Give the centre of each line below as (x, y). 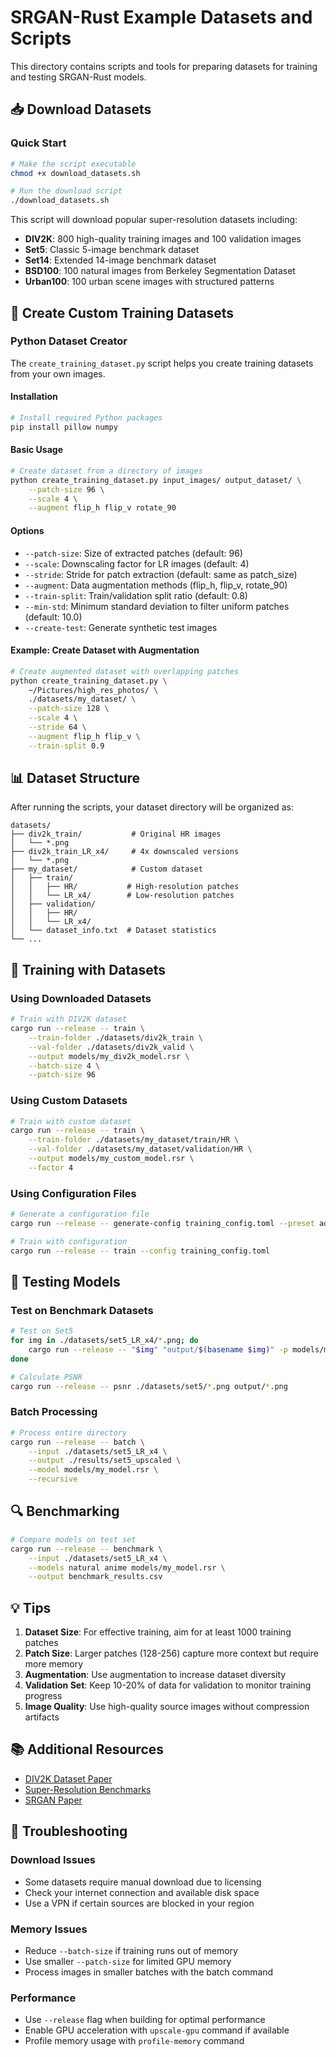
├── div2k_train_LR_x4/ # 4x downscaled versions (125, 852)
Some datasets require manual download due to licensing (143, 1882)
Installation (34, 397)
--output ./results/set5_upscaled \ (105, 1461)
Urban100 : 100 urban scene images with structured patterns (149, 282)
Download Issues (53, 1860)
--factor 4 (51, 1167)
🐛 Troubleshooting (69, 1831)
